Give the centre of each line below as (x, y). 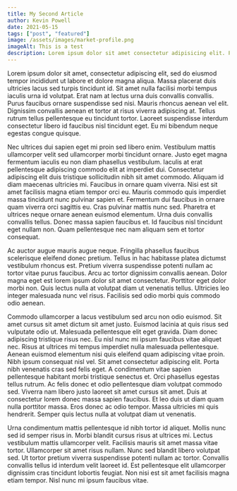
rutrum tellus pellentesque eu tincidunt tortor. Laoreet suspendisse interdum (118, 118)
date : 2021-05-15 (33, 27)
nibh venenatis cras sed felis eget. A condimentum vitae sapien (99, 369)
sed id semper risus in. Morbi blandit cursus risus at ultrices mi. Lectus (110, 435)
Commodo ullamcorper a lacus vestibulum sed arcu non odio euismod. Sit (115, 316)
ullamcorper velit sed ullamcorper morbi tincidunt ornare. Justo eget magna (117, 154)
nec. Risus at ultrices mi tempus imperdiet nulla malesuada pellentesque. (113, 346)
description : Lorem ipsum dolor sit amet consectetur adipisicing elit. (116, 54)
